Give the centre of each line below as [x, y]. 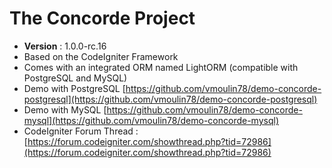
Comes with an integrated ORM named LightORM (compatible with [161, 67]
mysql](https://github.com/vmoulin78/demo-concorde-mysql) [151, 120]
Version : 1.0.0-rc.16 [65, 46]
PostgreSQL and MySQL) [75, 78]
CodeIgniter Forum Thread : [81, 131]
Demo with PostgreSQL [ [74, 88]
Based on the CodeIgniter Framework [101, 56]
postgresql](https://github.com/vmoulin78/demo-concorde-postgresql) [170, 99]
